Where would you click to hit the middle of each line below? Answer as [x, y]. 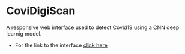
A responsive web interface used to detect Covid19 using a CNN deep [93, 27]
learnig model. [24, 33]
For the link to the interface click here [61, 45]
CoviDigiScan [41, 11]
